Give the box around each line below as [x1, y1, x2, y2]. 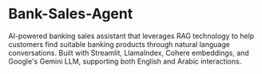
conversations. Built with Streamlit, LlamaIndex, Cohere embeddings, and [8, 48, 249, 57]
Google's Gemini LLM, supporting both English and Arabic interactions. [8, 56, 242, 66]
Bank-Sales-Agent [8, 5, 133, 23]
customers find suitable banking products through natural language [8, 39, 230, 49]
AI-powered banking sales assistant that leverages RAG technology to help [8, 31, 255, 41]
